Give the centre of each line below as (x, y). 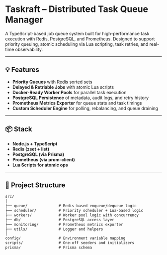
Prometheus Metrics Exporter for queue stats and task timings (77, 103)
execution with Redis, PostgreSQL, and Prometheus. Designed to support (80, 39)
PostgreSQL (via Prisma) (38, 154)
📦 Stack (19, 129)
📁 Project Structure (35, 185)
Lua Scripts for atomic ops (40, 165)
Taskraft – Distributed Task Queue (77, 9)
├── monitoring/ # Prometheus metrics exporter (64, 224)
